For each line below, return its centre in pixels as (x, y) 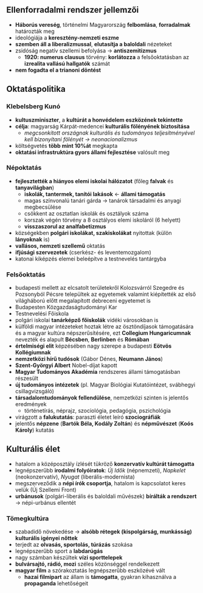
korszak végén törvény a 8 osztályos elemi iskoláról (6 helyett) (102, 220)
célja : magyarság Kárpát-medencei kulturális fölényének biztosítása (102, 126)
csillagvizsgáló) (35, 391)
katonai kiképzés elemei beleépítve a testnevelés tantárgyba (91, 259)
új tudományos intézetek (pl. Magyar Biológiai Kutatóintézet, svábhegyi (105, 385)
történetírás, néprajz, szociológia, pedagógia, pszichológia (98, 411)
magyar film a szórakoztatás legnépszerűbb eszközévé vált (90, 570)
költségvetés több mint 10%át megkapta (66, 146)
